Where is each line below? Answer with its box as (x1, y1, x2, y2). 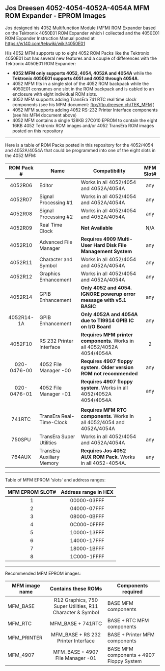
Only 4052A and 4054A (81, 311, 138, 317)
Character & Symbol (53, 609, 99, 616)
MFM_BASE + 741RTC (50, 620, 102, 627)
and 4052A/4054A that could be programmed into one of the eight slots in (5, 147, 156, 153)
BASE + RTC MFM (107, 617, 149, 624)
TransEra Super (39, 433, 75, 440)
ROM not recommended (81, 370, 138, 377)
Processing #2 (39, 213, 73, 220)
